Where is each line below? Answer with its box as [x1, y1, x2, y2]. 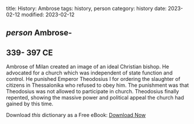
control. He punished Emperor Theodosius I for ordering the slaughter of [6, 76, 181, 83]
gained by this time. [6, 100, 54, 107]
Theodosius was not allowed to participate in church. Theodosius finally [6, 88, 179, 95]
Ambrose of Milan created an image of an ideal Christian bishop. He [6, 63, 169, 70]
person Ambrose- [6, 28, 72, 38]
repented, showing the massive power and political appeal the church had [6, 94, 184, 101]
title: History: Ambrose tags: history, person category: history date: [6, 5, 167, 12]
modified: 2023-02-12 [21, 11, 75, 18]
